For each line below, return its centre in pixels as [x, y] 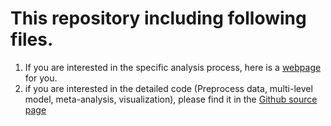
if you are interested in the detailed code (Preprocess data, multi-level [168, 88]
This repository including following [158, 18]
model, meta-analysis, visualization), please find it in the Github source [171, 99]
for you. [41, 78]
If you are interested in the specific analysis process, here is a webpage [173, 67]
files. [32, 39]
